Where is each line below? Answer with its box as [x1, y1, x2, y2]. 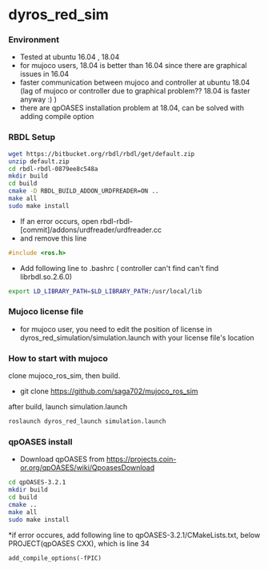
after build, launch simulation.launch [8, 402, 128, 412]
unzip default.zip [8, 157, 70, 165]
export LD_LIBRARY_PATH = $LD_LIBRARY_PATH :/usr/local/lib [8, 287, 202, 295]
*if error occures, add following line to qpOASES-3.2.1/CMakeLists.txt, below [8, 530, 261, 540]
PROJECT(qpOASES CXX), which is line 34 [8, 538, 150, 548]
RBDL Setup [8, 132, 56, 143]
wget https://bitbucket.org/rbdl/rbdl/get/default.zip [8, 149, 195, 157]
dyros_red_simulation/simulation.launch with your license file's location [19, 333, 254, 342]
